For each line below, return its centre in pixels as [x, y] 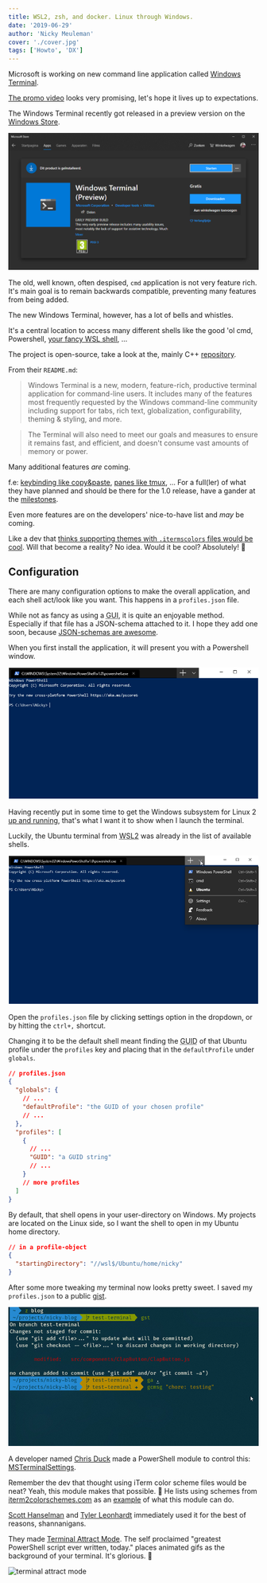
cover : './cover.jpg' [44, 42]
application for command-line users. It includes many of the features [140, 394]
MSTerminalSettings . [43, 1467]
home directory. [34, 1232]
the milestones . [33, 500]
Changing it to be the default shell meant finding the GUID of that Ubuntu [128, 1040]
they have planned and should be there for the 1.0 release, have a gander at [132, 491]
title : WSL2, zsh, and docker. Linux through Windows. [101, 17]
